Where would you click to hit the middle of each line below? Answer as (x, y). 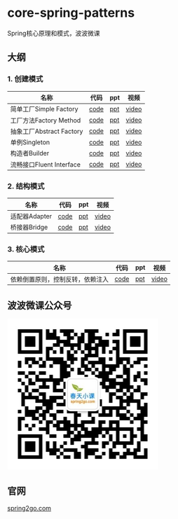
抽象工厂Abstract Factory (47, 131)
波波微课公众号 (40, 305)
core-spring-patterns (71, 13)
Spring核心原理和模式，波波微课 (54, 33)
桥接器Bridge (29, 227)
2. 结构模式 (26, 186)
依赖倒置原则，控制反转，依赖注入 (59, 279)
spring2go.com (29, 508)
